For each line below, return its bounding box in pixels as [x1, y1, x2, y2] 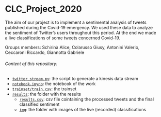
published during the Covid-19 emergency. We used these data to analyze [5, 24, 153, 30]
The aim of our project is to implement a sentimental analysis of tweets [5, 19, 147, 25]
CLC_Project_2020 [5, 3, 82, 15]
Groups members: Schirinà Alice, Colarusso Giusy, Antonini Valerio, [5, 44, 140, 50]
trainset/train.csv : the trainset [12, 86, 77, 92]
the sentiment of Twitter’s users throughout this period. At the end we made [5, 30, 157, 35]
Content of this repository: [5, 61, 58, 67]
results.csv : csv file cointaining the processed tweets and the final [19, 96, 154, 102]
